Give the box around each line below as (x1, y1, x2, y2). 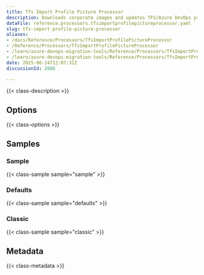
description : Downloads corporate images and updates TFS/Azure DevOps (6, 15, 191, 21)
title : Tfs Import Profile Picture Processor (6, 8, 123, 15)
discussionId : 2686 (6, 65, 56, 72)
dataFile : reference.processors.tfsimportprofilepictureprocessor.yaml (6, 20, 191, 26)
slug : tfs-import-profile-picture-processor (6, 25, 121, 32)
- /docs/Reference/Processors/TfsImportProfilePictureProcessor (6, 37, 172, 43)
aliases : (6, 32, 29, 38)
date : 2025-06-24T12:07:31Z (6, 59, 78, 66)
